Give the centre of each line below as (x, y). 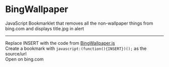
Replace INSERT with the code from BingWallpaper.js (60, 43)
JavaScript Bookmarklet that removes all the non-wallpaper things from (79, 23)
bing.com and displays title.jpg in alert (45, 28)
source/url (16, 53)
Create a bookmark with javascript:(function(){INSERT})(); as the (76, 48)
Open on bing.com (24, 59)
